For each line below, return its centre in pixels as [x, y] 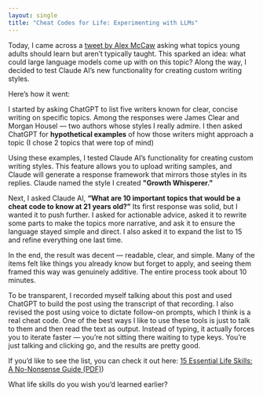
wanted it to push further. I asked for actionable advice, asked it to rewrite [128, 215]
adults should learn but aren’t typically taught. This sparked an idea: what [127, 53]
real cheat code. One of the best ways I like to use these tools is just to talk [129, 320]
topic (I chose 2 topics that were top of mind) [81, 142]
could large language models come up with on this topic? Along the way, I [128, 62]
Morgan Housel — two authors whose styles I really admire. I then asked [125, 126]
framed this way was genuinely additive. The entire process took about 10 [128, 271]
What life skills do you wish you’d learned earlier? [88, 384]
